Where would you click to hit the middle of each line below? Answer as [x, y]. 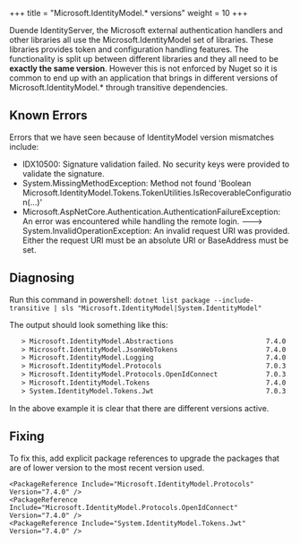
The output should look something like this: [89, 324]
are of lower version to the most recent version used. [107, 467]
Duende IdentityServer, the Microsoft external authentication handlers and [146, 30]
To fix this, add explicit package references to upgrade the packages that [145, 458]
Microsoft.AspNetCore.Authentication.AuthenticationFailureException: [151, 212]
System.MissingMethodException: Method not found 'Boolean [137, 183]
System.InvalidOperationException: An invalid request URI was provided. [156, 230]
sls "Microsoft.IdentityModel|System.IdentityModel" [162, 308]
